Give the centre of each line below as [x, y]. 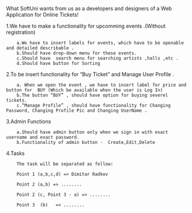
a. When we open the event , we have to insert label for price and [102, 85]
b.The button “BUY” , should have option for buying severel [92, 95]
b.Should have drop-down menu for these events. [77, 53]
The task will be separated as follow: [65, 164]
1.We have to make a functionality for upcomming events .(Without [86, 26]
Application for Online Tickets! [42, 15]
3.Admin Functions [29, 121]
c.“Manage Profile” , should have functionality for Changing [94, 105]
